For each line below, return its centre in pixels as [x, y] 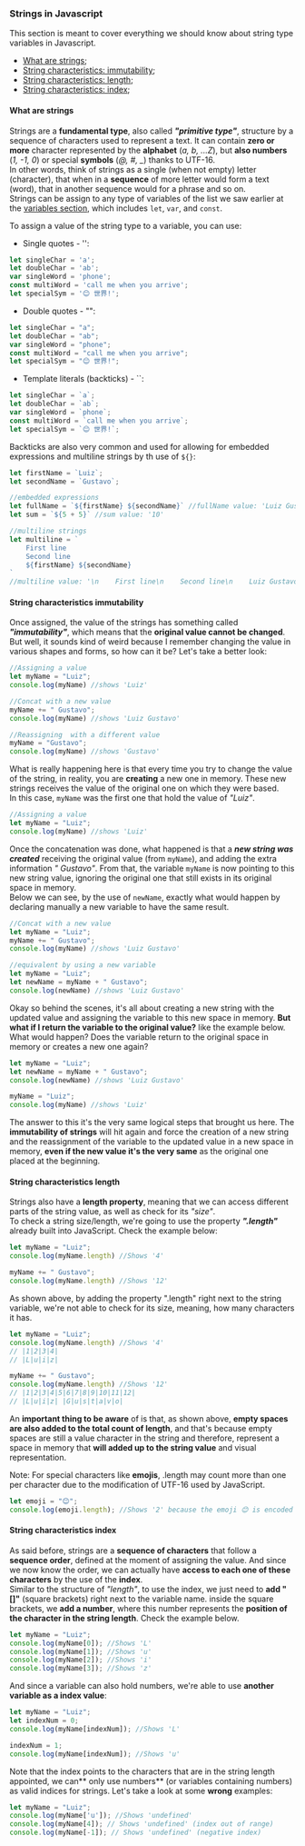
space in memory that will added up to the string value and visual [133, 1447]
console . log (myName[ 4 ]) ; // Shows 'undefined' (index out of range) [142, 1824]
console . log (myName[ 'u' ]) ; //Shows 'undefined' [101, 1816]
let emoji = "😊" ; [44, 1501]
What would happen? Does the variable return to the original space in [139, 1037]
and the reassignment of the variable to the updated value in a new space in [152, 1142]
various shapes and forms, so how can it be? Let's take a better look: [138, 652]
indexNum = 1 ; [36, 1745]
